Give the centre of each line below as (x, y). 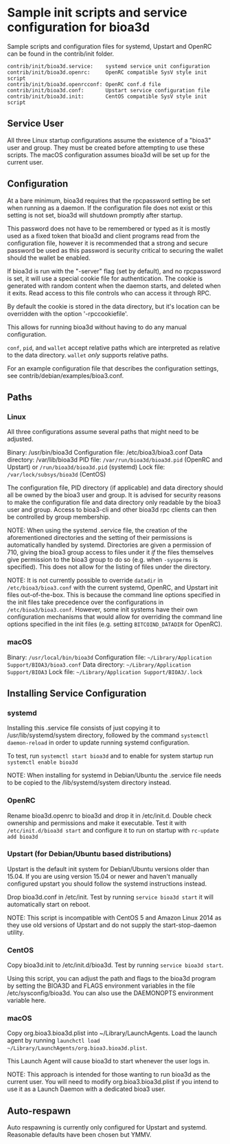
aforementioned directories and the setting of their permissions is (100, 538)
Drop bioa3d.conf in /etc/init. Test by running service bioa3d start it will (111, 897)
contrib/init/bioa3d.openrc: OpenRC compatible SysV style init (107, 72)
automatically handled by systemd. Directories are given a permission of (109, 545)
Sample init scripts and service (97, 13)
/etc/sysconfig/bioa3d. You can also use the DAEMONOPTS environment (111, 993)
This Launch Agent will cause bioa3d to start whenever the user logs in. (108, 1061)
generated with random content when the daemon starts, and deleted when (114, 285)
